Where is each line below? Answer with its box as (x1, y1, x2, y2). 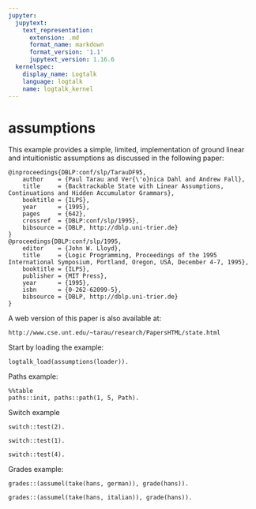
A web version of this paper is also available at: (8, 313, 162, 324)
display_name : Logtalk (22, 70, 97, 78)
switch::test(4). (8, 451, 66, 458)
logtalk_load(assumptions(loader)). (8, 358, 129, 366)
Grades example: (8, 465, 64, 474)
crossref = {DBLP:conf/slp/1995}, (22, 217, 140, 225)
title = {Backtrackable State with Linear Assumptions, (22, 182, 224, 190)
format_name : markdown (28, 41, 104, 49)
